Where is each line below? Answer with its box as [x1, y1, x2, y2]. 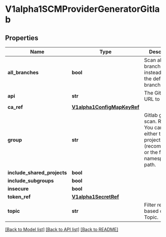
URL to [144, 95, 160, 102]
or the [144, 149, 158, 155]
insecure [7, 186, 29, 192]
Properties [5, 34, 39, 42]
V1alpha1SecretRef [71, 193, 120, 200]
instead [144, 69, 162, 76]
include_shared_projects [7, 169, 67, 176]
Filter [144, 201, 156, 208]
